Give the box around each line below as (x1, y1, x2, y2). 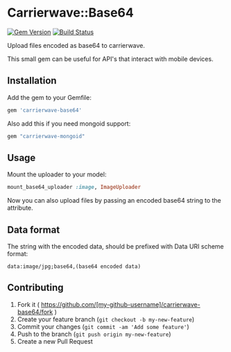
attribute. (7, 203, 33, 212)
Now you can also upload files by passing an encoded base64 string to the (7, 196, 221, 205)
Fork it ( (17, 300, 40, 308)
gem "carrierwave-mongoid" (7, 133, 85, 140)
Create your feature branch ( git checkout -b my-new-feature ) (17, 315, 195, 324)
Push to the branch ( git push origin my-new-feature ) (17, 330, 171, 338)
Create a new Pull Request (17, 337, 94, 345)
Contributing (7, 282, 64, 294)
